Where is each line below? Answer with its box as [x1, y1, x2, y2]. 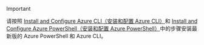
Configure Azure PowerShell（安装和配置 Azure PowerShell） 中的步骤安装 [6, 25, 192, 32]
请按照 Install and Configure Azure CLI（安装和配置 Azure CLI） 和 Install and [6, 17, 198, 25]
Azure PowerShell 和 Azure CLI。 [23, 32, 107, 40]
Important [6, 5, 31, 12]
